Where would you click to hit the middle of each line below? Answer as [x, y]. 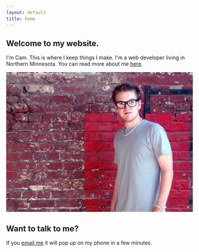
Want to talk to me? [42, 229]
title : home [21, 19]
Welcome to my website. [53, 43]
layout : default [26, 12]
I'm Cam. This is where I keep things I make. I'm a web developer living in [96, 58]
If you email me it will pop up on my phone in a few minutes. [79, 243]
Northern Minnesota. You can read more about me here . [75, 64]
